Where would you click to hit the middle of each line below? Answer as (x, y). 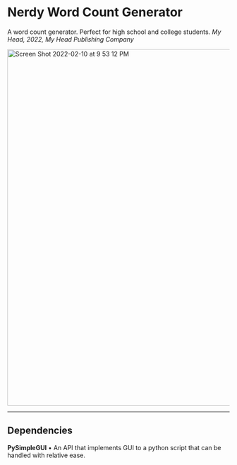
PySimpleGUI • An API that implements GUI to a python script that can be (114, 447)
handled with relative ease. (47, 455)
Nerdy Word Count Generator (95, 12)
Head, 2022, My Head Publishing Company (71, 39)
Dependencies (40, 431)
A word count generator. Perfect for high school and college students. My (114, 32)
